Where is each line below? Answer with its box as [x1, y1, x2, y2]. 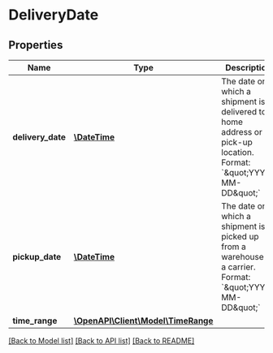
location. [221, 147, 254, 157]
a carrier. [221, 261, 256, 273]
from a [221, 241, 246, 252]
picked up [221, 231, 259, 242]
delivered [221, 106, 258, 117]
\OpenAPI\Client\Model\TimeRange [73, 315, 214, 326]
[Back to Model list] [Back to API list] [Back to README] [8, 336, 195, 346]
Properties [8, 38, 63, 52]
